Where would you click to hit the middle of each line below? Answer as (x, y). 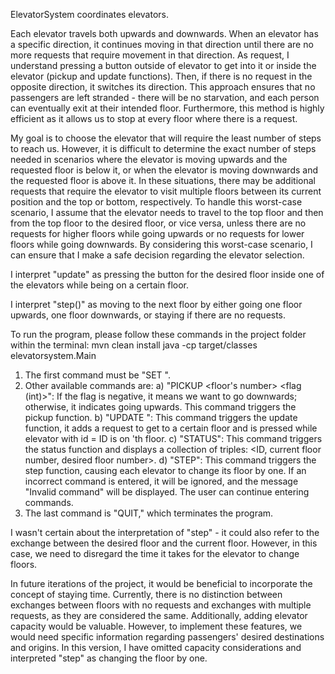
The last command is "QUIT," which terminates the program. (149, 513)
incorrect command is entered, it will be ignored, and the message (161, 481)
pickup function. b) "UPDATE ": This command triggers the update (161, 417)
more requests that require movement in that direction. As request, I (150, 55)
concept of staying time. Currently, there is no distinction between (146, 594)
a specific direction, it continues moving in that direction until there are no (162, 44)
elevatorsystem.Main (53, 355)
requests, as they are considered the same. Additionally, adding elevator (159, 615)
